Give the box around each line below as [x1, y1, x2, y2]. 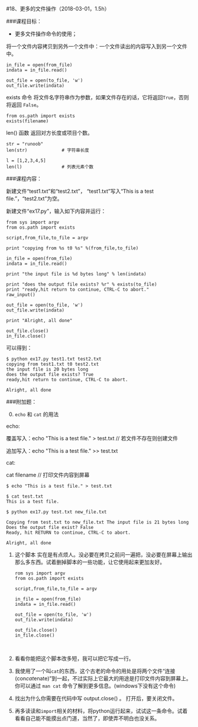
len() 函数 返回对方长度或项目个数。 [6, 129, 93, 136]
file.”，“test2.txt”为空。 [6, 195, 63, 202]
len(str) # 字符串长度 [6, 147, 90, 153]
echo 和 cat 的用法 [14, 411, 59, 418]
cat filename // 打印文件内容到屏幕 [6, 472, 90, 478]
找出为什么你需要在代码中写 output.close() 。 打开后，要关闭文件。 [14, 695, 178, 702]
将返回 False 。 [6, 101, 42, 108]
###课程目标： [6, 18, 43, 25]
